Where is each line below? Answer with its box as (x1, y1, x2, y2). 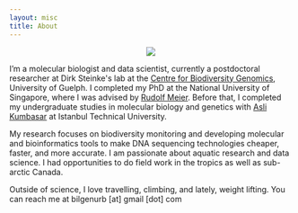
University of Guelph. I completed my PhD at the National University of (9, 82, 270, 93)
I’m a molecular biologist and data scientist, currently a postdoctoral (9, 63, 260, 74)
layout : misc (9, 13, 58, 22)
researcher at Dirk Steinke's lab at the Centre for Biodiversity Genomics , (9, 73, 276, 84)
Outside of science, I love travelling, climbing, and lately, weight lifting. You (9, 183, 285, 194)
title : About (9, 22, 58, 31)
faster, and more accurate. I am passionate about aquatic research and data (9, 147, 290, 158)
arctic (9, 166, 31, 177)
